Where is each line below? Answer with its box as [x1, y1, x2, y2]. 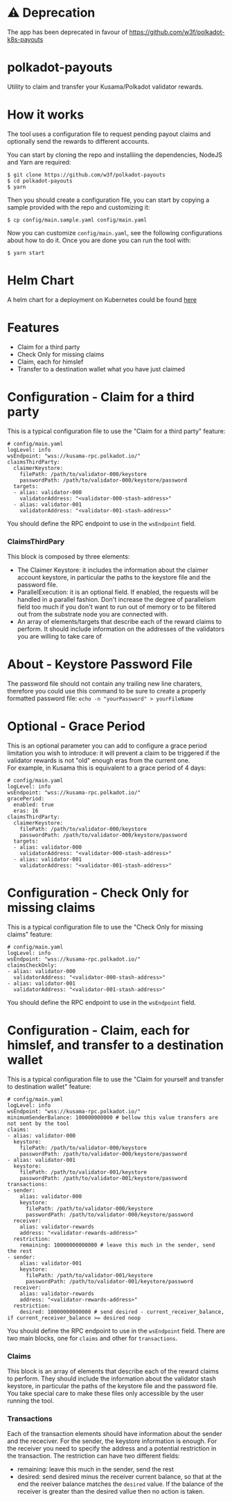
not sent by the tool [7, 1120, 70, 1127]
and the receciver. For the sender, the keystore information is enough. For [7, 1437, 217, 1445]
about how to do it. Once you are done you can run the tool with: [7, 236, 192, 244]
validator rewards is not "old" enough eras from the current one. [7, 756, 190, 764]
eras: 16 [13, 807, 39, 814]
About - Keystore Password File [7, 657, 193, 673]
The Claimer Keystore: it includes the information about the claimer [17, 566, 208, 574]
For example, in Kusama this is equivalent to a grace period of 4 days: [7, 763, 206, 772]
